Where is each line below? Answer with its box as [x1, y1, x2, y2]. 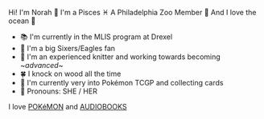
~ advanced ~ [19, 61, 64, 69]
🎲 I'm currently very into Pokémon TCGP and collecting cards [19, 78, 224, 87]
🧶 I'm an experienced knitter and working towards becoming [19, 52, 221, 61]
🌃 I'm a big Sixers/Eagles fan [19, 44, 115, 53]
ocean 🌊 [8, 16, 36, 26]
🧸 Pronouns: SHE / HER [19, 86, 98, 96]
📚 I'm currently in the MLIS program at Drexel [19, 32, 173, 42]
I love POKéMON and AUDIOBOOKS [8, 102, 127, 111]
